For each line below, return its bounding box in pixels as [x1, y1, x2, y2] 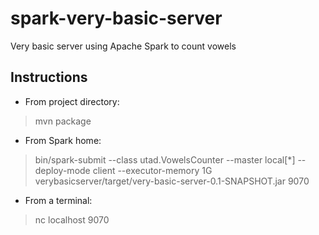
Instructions [10, 69, 88, 86]
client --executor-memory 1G [92, 164, 213, 176]
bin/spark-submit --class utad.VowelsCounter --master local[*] [34, 153, 296, 166]
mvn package [34, 115, 92, 127]
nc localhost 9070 [34, 213, 110, 226]
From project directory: [24, 95, 120, 107]
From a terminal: [24, 194, 93, 206]
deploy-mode [34, 164, 91, 176]
